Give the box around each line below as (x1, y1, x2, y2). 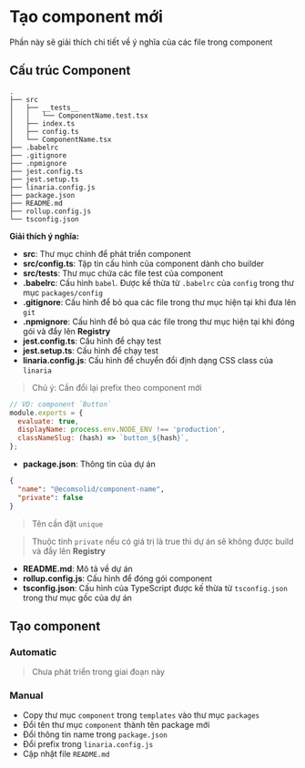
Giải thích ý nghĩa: (9, 230, 80, 241)
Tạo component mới (9, 6, 164, 27)
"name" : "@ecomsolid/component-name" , (17, 485, 166, 494)
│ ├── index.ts (9, 118, 76, 128)
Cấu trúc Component (9, 63, 131, 78)
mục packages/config (22, 287, 103, 298)
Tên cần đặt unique (31, 517, 104, 529)
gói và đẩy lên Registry (22, 325, 111, 336)
